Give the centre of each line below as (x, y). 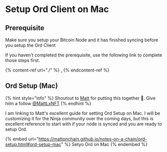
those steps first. (23, 60)
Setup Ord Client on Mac (57, 9)
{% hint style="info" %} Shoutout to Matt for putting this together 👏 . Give (80, 98)
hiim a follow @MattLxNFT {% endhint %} (48, 103)
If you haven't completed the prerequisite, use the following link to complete (84, 55)
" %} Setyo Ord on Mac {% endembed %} (104, 144)
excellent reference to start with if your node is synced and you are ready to (83, 124)
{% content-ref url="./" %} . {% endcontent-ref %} (57, 70)
